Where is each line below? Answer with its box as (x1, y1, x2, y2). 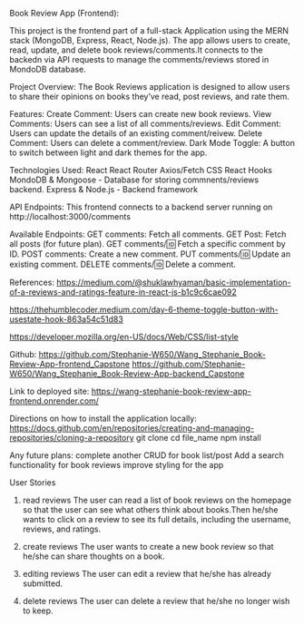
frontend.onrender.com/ (9, 396, 100, 406)
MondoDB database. (9, 63, 86, 74)
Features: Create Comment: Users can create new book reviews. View (9, 109, 272, 119)
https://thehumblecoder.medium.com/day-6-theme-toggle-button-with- (9, 304, 279, 315)
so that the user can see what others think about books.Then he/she (22, 504, 279, 515)
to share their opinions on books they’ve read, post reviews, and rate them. (9, 91, 290, 102)
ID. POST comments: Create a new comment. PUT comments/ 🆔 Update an (9, 249, 291, 259)
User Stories (9, 477, 56, 488)
